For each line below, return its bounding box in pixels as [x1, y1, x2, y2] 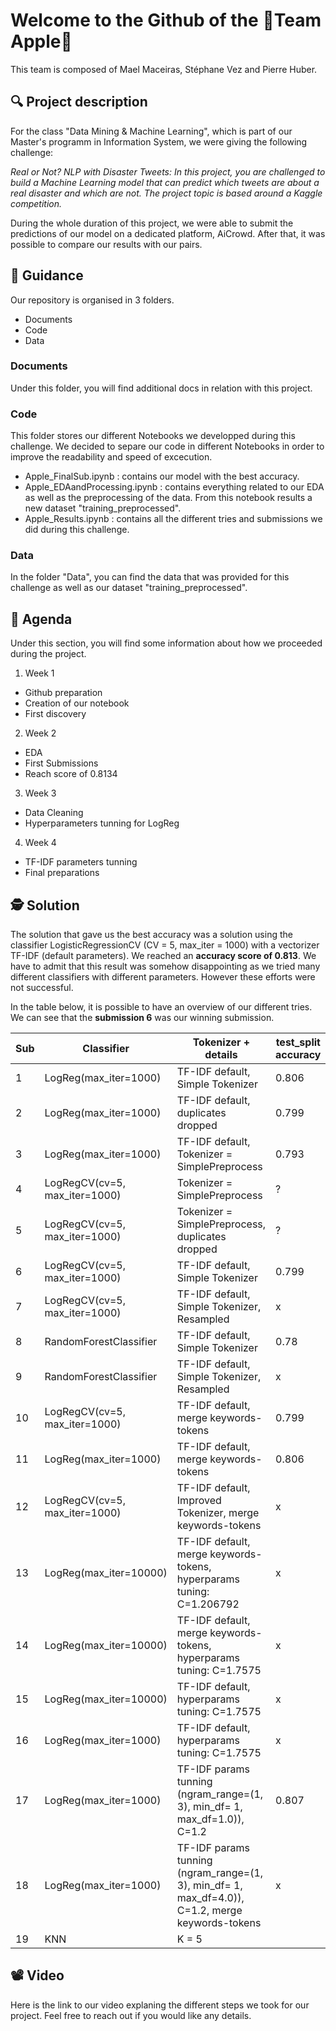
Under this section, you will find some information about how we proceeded [10, 637, 323, 649]
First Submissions [24, 757, 99, 769]
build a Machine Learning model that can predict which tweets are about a [10, 176, 320, 188]
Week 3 [24, 787, 57, 799]
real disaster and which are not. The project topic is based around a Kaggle [10, 187, 323, 199]
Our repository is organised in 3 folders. [10, 294, 175, 306]
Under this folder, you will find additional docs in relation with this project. [10, 382, 313, 394]
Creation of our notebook [24, 697, 130, 709]
